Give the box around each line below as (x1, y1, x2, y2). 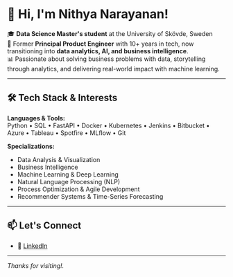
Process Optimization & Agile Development (17, 185, 140, 193)
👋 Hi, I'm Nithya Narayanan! (7, 6, 169, 22)
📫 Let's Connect (7, 220, 82, 231)
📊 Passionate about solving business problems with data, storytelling (7, 55, 206, 63)
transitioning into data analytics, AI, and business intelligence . (7, 46, 189, 55)
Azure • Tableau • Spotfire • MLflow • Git (7, 128, 126, 137)
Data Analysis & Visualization (17, 155, 101, 163)
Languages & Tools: (7, 114, 66, 122)
